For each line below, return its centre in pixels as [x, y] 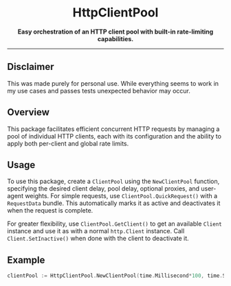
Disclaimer [31, 67]
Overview [29, 112]
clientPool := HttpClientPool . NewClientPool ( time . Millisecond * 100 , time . [115, 276]
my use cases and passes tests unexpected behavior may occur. [99, 91]
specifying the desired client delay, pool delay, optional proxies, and [103, 189]
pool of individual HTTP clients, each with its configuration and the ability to [114, 136]
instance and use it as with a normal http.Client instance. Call [96, 231]
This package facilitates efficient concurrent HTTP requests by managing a [113, 129]
